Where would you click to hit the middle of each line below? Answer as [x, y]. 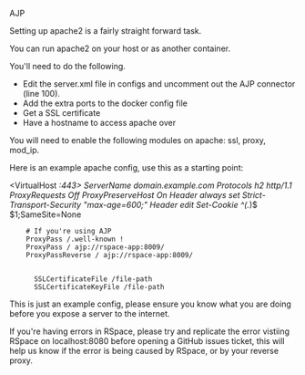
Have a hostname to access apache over [99, 123]
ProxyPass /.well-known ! [75, 239]
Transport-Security [46, 205]
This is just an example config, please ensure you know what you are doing [150, 304]
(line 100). [41, 94]
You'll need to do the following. [67, 66]
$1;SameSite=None [46, 214]
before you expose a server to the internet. [90, 313]
